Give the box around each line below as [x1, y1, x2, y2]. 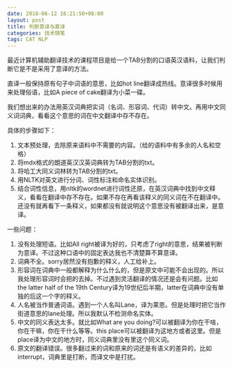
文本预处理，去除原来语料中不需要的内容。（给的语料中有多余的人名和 [17, 141, 215, 149]
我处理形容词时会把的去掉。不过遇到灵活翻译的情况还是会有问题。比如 [17, 275, 218, 283]
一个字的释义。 [41, 292, 85, 301]
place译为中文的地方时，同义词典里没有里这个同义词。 [17, 335, 173, 344]
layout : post [7, 17, 45, 24]
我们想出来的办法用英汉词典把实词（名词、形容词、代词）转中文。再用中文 [7, 103, 220, 111]
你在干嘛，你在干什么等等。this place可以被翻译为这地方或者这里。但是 [17, 327, 222, 335]
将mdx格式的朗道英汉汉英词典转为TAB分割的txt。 [17, 158, 159, 167]
